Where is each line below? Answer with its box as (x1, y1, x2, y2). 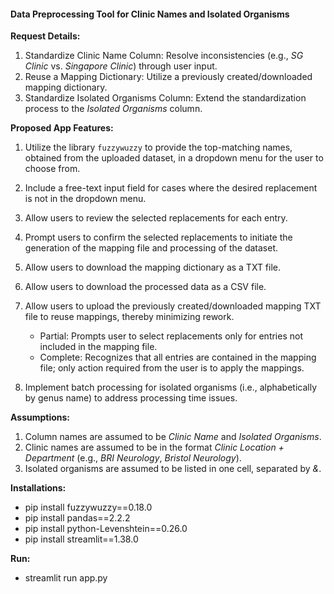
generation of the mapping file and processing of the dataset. (24, 242, 279, 254)
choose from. (24, 163, 81, 175)
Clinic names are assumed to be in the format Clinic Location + (24, 441, 285, 454)
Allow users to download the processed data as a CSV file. (24, 281, 267, 293)
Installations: (10, 482, 67, 494)
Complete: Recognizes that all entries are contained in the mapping (39, 351, 317, 364)
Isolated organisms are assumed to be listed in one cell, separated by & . (24, 463, 322, 475)
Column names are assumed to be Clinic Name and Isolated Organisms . (24, 431, 322, 443)
